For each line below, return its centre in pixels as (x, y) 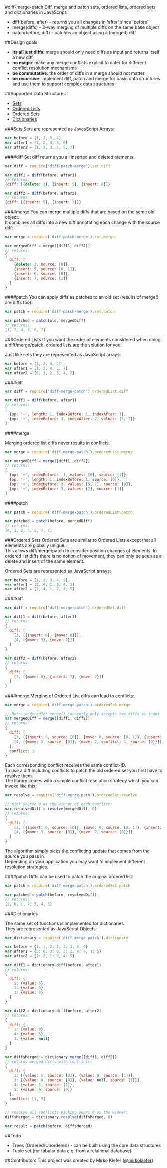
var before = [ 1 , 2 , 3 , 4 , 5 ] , (38, 580)
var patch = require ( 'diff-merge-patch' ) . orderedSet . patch (68, 886)
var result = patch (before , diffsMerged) (49, 1126)
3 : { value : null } (32, 1039)
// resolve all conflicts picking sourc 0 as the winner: (67, 1112)
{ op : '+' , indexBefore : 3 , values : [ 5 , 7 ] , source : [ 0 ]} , (71, 484)
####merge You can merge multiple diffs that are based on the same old (80, 212)
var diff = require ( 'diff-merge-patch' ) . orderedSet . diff (66, 608)
